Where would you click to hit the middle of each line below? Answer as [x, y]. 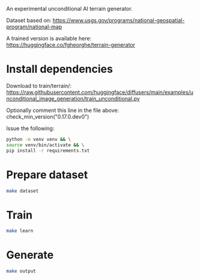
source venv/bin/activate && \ [45, 145]
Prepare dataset [47, 175]
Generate [30, 255]
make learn [20, 231]
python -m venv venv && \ [38, 139]
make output [21, 271]
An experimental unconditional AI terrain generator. [70, 9]
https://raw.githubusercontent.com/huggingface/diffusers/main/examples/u [100, 92]
